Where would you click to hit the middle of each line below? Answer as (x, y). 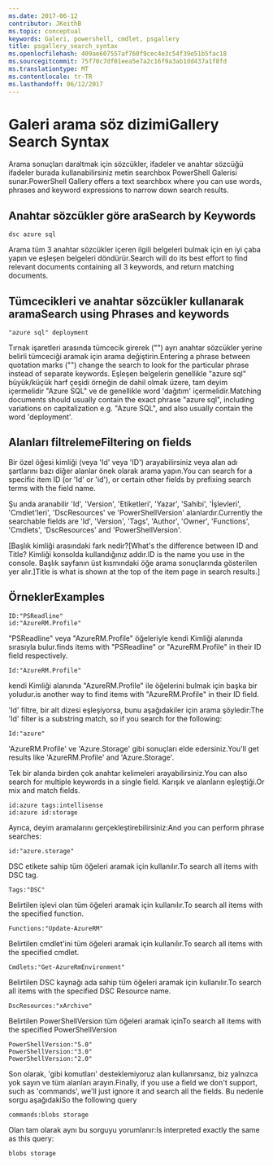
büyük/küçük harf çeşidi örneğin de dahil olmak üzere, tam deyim (118, 383)
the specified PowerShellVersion (63, 1029)
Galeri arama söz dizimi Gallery (114, 124)
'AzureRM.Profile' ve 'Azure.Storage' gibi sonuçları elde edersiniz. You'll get (134, 748)
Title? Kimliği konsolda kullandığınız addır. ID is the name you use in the (127, 554)
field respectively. (38, 655)
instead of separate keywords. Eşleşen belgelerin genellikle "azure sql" (127, 374)
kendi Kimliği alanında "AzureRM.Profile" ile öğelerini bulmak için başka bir (133, 686)
